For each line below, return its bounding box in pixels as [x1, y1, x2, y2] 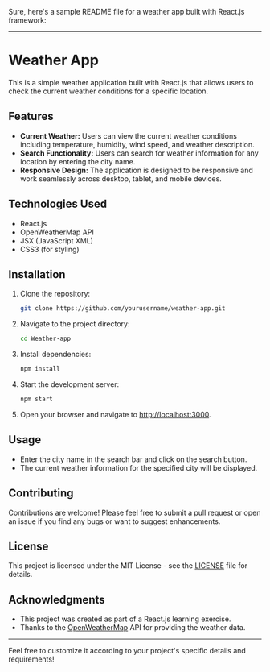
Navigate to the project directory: [19, 319, 130, 329]
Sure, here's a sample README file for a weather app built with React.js [8, 7, 245, 16]
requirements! [8, 654, 55, 664]
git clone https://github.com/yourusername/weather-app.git [19, 305, 226, 313]
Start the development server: [19, 380, 120, 389]
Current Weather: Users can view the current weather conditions [19, 131, 237, 140]
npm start [19, 395, 54, 403]
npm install [19, 365, 60, 373]
